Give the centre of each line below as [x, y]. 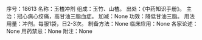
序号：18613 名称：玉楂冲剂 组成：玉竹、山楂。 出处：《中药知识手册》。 [96, 9]
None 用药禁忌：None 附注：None [50, 31]
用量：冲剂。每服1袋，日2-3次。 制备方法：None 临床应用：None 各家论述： [102, 24]
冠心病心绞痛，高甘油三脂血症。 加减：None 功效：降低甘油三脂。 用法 [106, 16]
